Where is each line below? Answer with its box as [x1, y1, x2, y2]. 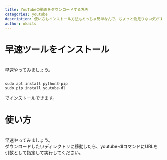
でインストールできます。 [5, 95, 57, 101]
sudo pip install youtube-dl [5, 86, 66, 91]
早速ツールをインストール [5, 44, 110, 55]
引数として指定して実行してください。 [5, 150, 83, 156]
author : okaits [5, 21, 37, 26]
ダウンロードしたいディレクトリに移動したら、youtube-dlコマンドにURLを [5, 143, 158, 150]
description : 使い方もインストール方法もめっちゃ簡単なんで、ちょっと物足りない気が [5, 16, 160, 21]
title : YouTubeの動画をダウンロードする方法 [5, 7, 88, 12]
